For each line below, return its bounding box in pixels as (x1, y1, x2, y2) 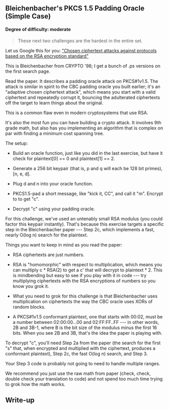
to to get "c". (12, 196, 40, 202)
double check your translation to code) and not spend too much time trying (5, 375, 163, 381)
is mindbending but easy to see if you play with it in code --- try (12, 272, 147, 278)
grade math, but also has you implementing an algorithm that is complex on (5, 125, 163, 131)
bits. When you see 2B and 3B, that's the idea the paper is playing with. (12, 330, 163, 336)
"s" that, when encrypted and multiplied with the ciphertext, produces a (5, 345, 156, 351)
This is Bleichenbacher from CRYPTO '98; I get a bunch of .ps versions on (5, 63, 160, 69)
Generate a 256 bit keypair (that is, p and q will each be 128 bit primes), (12, 165, 163, 171)
